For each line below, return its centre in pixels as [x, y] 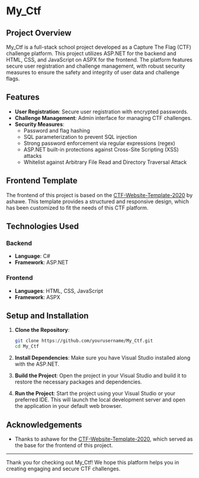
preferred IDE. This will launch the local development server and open [100, 400]
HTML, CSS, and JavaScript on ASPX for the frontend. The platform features [99, 60]
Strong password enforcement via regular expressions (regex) [99, 143]
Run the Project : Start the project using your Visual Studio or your [95, 394]
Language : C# [32, 256]
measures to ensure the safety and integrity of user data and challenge [93, 72]
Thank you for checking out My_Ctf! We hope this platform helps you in [93, 462]
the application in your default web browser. [68, 406]
